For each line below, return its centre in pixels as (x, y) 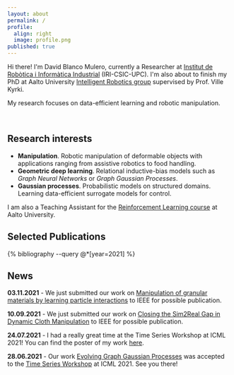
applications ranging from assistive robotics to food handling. (107, 163)
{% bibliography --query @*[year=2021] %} (71, 254)
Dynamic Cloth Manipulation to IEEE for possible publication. (95, 321)
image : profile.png (42, 40)
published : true (31, 47)
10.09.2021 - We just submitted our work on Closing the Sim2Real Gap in (114, 314)
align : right (33, 34)
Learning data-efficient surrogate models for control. (94, 193)
